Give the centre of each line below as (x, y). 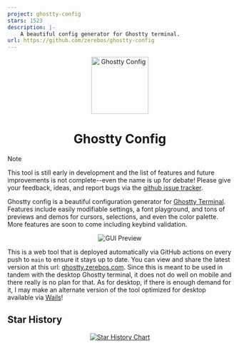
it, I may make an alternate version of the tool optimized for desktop (107, 290)
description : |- (31, 27)
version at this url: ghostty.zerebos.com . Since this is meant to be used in (115, 267)
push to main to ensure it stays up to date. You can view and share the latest (119, 260)
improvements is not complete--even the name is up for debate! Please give (119, 180)
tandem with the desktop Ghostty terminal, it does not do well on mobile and (119, 275)
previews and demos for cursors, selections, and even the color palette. (113, 217)
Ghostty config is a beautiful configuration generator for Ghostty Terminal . (117, 202)
